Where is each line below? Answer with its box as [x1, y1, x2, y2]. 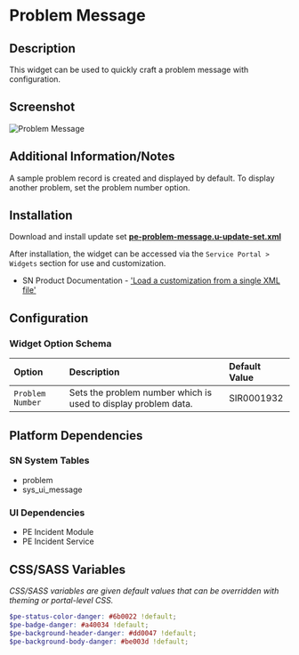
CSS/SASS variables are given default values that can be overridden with [9, 585, 279, 596]
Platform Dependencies [9, 428, 143, 443]
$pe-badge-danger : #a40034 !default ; [9, 620, 149, 629]
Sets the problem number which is [69, 386, 212, 399]
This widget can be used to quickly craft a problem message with [9, 64, 249, 75]
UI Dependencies [9, 506, 85, 519]
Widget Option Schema [9, 337, 112, 350]
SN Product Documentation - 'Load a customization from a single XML [21, 275, 280, 286]
